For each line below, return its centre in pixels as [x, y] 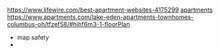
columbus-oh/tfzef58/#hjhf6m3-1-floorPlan [69, 24]
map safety [33, 37]
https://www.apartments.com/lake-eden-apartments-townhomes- [100, 17]
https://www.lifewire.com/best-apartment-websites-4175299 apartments [110, 10]
